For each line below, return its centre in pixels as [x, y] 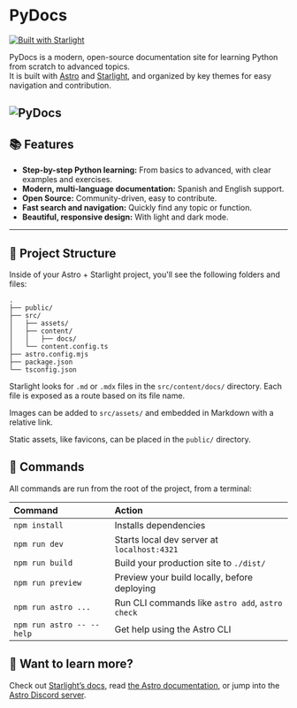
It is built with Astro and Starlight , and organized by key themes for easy [141, 75]
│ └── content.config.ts [59, 346]
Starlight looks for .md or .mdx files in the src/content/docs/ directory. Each [146, 386]
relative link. [31, 422]
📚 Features [42, 144]
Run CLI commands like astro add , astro [198, 603]
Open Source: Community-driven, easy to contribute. [119, 198]
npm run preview [48, 582]
